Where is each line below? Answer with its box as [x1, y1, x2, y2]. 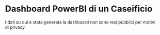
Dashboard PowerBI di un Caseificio [5, 3, 153, 14]
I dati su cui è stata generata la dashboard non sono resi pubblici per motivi [5, 19, 156, 25]
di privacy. [5, 24, 26, 30]
